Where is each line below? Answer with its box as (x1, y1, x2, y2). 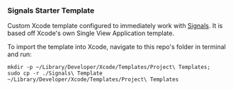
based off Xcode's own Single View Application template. (7, 29, 175, 37)
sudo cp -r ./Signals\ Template (7, 70, 103, 77)
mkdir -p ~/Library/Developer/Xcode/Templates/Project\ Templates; (7, 64, 211, 71)
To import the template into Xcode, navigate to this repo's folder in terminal (7, 43, 227, 51)
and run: (7, 50, 32, 58)
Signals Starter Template (7, 6, 95, 15)
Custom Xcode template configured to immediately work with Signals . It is (7, 22, 223, 30)
